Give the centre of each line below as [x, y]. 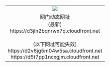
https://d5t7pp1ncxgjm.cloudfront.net [55, 57]
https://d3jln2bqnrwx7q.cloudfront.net [55, 31]
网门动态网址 [55, 17]
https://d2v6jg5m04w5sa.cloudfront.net [55, 51]
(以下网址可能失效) [55, 44]
